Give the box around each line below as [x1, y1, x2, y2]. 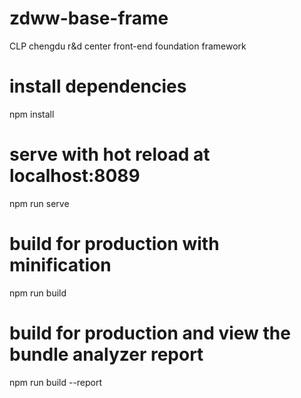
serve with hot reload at [9, 143, 211, 166]
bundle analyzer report [9, 343, 204, 366]
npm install [9, 108, 55, 120]
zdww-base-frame [9, 7, 169, 30]
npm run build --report [9, 376, 103, 388]
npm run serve [9, 197, 70, 209]
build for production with [9, 233, 220, 255]
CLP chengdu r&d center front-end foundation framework [9, 40, 247, 52]
